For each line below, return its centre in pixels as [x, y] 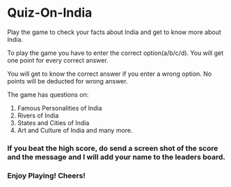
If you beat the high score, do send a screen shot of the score [113, 148]
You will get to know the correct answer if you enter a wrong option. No [110, 74]
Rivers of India [38, 115]
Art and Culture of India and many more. [75, 130]
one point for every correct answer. [58, 60]
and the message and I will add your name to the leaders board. [117, 156]
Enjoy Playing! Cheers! [46, 175]
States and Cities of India [53, 122]
